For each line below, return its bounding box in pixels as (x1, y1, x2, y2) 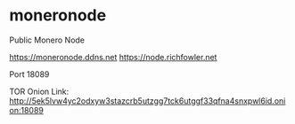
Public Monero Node (9, 35, 86, 45)
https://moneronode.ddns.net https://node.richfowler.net (9, 51, 217, 62)
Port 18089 (9, 68, 50, 80)
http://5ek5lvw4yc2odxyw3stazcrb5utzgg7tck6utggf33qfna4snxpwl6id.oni (9, 95, 286, 106)
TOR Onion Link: (9, 86, 70, 97)
